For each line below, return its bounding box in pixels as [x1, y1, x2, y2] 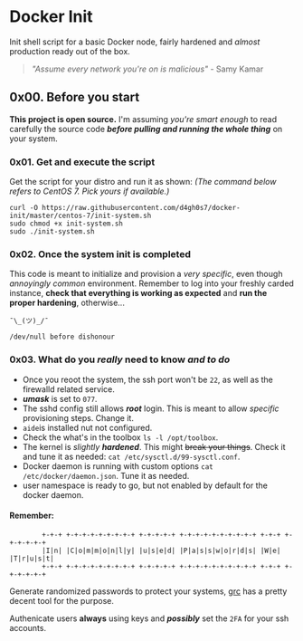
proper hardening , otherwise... [9, 297, 125, 309]
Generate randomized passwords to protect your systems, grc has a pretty [9, 586, 288, 597]
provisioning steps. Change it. [22, 412, 134, 423]
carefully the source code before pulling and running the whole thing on [9, 123, 283, 134]
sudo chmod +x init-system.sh [9, 219, 124, 228]
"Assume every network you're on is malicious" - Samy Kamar [31, 63, 264, 74]
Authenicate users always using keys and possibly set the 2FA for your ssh [9, 613, 289, 624]
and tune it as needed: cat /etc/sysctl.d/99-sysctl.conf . [22, 451, 241, 462]
